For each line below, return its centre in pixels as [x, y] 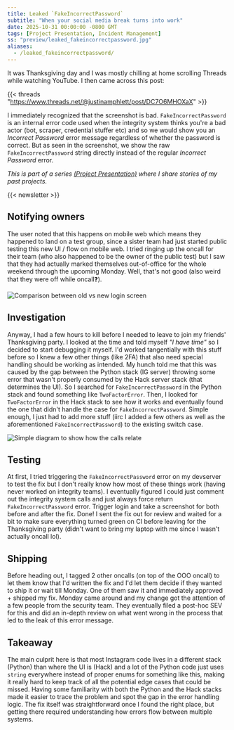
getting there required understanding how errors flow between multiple [110, 712]
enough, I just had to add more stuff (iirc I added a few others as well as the [116, 416]
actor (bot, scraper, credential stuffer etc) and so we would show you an [111, 130]
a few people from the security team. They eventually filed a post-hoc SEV [115, 606]
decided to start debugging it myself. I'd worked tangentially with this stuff [115, 350]
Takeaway [30, 642]
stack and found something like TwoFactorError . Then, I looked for [103, 394]
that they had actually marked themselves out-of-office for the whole [107, 264]
